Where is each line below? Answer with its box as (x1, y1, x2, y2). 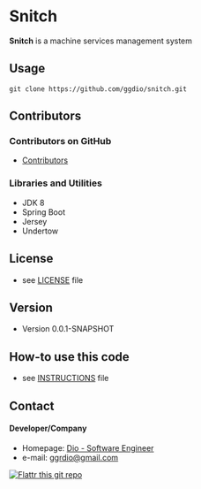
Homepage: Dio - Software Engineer (21, 442, 154, 453)
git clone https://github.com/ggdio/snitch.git (9, 84, 188, 94)
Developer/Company (9, 423, 87, 434)
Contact (9, 398, 55, 413)
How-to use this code (9, 349, 130, 364)
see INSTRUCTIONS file (21, 373, 109, 384)
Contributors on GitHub (9, 135, 112, 148)
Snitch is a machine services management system (9, 35, 192, 46)
